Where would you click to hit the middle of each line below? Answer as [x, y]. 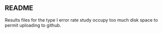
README [19, 8]
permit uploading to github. [33, 25]
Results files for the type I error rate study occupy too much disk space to [82, 20]
